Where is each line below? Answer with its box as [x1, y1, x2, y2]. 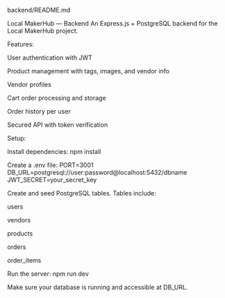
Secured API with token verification [7, 121, 108, 129]
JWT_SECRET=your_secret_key [7, 176, 97, 184]
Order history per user [7, 107, 71, 115]
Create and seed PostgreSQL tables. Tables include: [7, 189, 156, 197]
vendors [7, 216, 31, 224]
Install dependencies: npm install [7, 148, 101, 155]
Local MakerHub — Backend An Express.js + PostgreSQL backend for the [7, 19, 218, 27]
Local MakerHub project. [7, 27, 78, 35]
